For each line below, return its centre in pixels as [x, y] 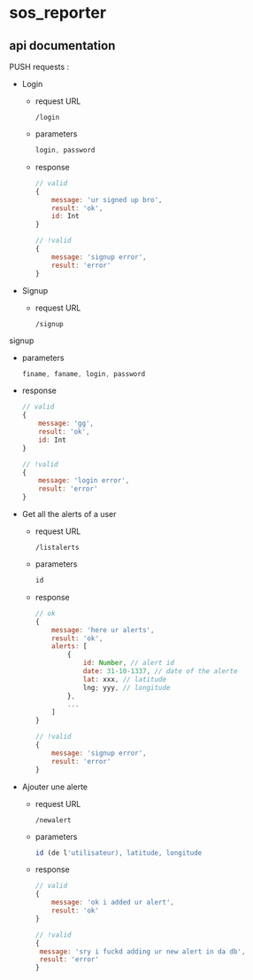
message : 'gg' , [66, 424]
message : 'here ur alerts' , [103, 630]
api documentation [62, 46]
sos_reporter [58, 13]
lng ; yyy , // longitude [126, 687]
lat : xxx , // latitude [124, 679]
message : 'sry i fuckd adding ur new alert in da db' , [142, 952]
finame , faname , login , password [84, 374]
